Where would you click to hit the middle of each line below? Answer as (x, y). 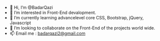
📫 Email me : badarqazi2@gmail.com (47, 33)
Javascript (20, 23)
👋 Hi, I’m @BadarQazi (31, 7)
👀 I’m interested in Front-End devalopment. (53, 13)
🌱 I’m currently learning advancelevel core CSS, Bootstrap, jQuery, (77, 18)
